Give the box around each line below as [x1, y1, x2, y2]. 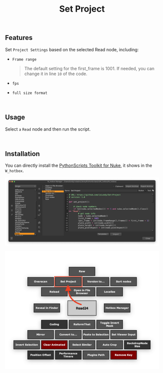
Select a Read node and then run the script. [5, 126, 91, 132]
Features [5, 34, 33, 42]
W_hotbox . [5, 168, 24, 174]
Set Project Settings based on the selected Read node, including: [5, 46, 139, 52]
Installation [5, 150, 40, 158]
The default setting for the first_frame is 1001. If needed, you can [24, 65, 155, 71]
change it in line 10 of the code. [24, 71, 88, 77]
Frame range [12, 57, 37, 62]
